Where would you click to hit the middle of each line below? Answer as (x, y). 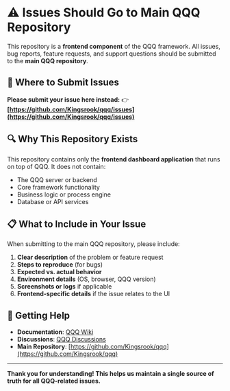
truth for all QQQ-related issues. (54, 381)
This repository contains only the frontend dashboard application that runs (114, 159)
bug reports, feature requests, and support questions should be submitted (112, 54)
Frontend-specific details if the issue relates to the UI (93, 294)
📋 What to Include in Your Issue (77, 224)
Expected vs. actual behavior (59, 272)
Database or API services (53, 201)
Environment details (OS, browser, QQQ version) (86, 279)
